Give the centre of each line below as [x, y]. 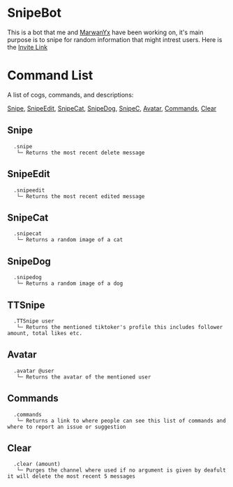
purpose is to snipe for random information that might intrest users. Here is [115, 39]
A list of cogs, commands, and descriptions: [70, 94]
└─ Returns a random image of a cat [70, 240]
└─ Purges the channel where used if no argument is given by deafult [121, 470]
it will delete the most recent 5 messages [72, 477]
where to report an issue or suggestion [67, 427]
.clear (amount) [37, 464]
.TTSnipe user [34, 321]
